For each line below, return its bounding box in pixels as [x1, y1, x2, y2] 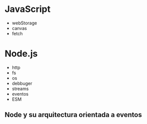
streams [11, 86, 29, 92]
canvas [11, 25, 27, 31]
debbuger [11, 80, 32, 86]
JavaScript [4, 3, 51, 15]
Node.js [4, 48, 38, 59]
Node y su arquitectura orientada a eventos [4, 111, 143, 119]
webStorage [11, 20, 37, 26]
